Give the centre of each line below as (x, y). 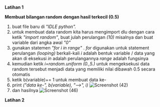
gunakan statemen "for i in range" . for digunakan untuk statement (81, 48)
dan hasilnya (25, 90)
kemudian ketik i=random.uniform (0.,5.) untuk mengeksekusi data (81, 64)
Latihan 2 (15, 100)
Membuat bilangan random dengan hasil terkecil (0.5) (62, 17)
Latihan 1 (14, 7)
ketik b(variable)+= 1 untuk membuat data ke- (59, 80)
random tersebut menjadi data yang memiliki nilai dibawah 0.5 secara (84, 69)
